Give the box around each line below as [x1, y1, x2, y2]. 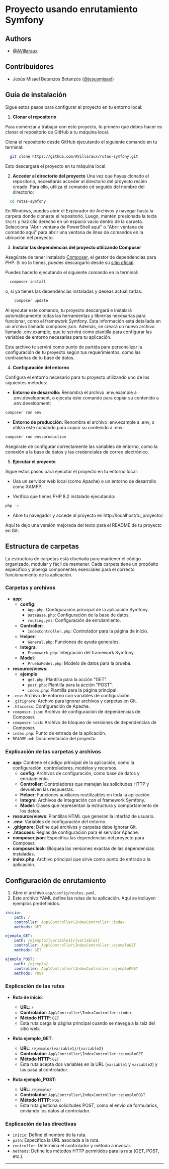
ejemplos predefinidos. [12, 900, 60, 906]
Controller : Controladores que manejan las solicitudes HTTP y [20, 781, 149, 787]
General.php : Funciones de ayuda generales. [27, 639, 120, 645]
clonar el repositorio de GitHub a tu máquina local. [5, 129, 110, 135]
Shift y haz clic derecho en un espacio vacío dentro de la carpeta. [5, 218, 143, 224]
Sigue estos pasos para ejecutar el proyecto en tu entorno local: [5, 468, 138, 474]
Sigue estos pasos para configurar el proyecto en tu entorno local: [5, 104, 143, 110]
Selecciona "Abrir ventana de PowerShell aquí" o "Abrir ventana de [5, 224, 144, 230]
